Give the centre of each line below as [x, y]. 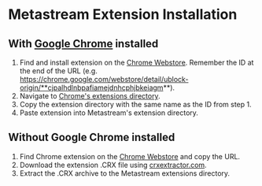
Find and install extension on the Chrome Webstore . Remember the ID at [137, 62]
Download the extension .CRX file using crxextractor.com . [113, 165]
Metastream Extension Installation [123, 15]
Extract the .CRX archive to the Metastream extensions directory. [125, 173]
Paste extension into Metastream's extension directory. [109, 113]
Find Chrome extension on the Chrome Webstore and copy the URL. [130, 156]
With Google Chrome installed [83, 44]
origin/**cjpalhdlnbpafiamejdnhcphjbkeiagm [91, 87]
